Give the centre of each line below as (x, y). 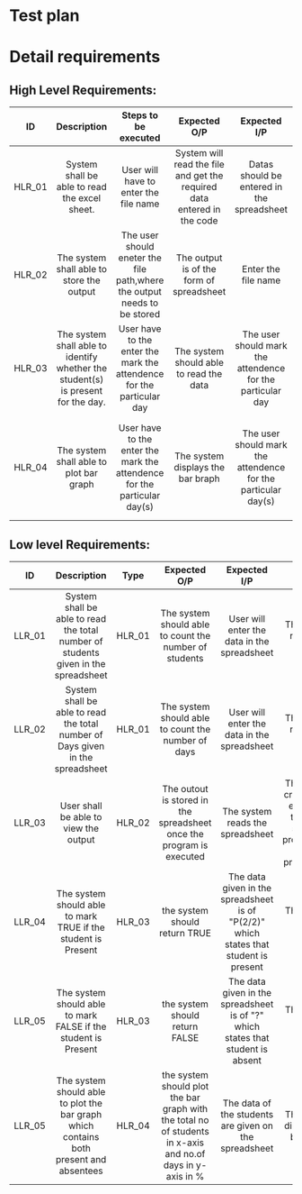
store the (81, 280)
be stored (140, 314)
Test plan (44, 16)
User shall (81, 806)
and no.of (185, 1154)
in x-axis (185, 1143)
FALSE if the (81, 1026)
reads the (247, 823)
